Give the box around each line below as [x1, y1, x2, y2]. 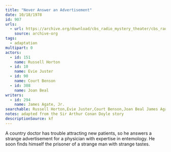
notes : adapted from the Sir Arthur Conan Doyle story [5, 111, 124, 117]
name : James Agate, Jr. [14, 102, 65, 107]
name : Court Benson [14, 78, 56, 83]
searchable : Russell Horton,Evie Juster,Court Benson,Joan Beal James [5, 107, 158, 112]
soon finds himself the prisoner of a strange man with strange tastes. [5, 141, 150, 147]
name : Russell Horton [14, 59, 60, 65]
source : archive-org [14, 31, 58, 36]
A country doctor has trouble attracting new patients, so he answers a [5, 130, 152, 136]
